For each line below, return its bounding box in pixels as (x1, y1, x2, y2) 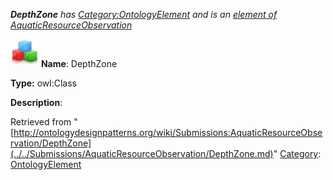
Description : (10, 97, 63, 108)
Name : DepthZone (40, 58, 118, 69)
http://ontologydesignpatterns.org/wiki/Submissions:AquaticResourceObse (13, 127, 323, 138)
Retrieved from (10, 116, 72, 128)
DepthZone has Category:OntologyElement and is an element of (10, 9, 278, 20)
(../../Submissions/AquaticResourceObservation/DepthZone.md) (10, 148, 274, 159)
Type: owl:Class (10, 77, 77, 89)
